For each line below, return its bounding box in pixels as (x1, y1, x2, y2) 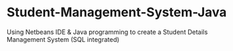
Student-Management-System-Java (6, 4, 227, 21)
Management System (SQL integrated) (6, 35, 120, 43)
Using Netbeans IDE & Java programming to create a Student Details (6, 28, 208, 36)
